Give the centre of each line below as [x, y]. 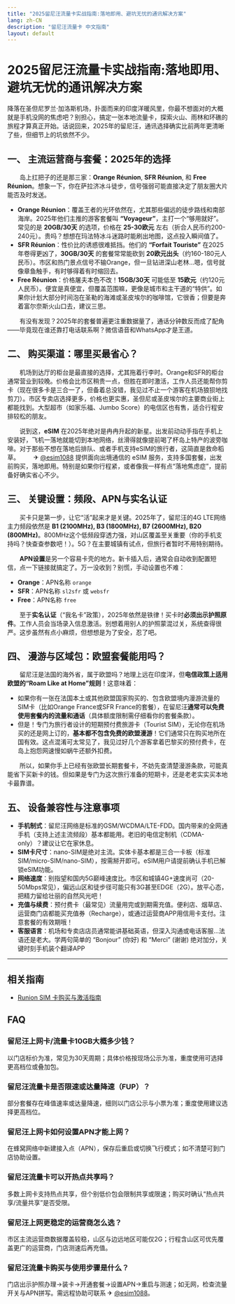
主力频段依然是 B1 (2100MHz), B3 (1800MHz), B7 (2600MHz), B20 [104, 526]
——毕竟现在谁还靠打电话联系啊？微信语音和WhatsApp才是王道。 [102, 330]
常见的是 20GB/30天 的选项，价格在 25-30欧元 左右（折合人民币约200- [121, 227]
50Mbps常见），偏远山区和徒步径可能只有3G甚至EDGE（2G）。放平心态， [122, 887]
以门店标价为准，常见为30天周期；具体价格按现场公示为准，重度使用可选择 [115, 1058]
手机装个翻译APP [60, 948]
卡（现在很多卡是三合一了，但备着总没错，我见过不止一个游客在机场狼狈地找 [117, 389]
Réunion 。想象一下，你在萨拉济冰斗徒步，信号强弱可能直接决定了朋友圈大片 [117, 186]
